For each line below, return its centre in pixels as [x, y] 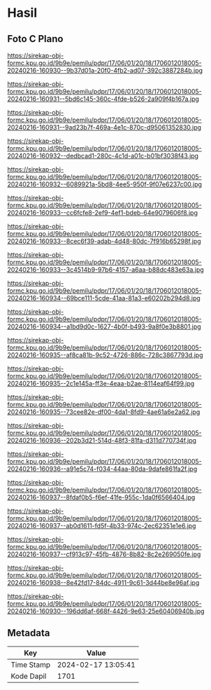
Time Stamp [31, 665]
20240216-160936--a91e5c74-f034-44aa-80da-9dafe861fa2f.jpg [102, 469]
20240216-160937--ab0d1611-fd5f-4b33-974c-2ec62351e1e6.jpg [102, 526]
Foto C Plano [35, 39]
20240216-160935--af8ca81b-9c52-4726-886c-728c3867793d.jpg [105, 355]
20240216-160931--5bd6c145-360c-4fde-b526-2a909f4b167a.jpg [103, 99]
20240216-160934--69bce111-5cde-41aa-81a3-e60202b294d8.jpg [104, 298]
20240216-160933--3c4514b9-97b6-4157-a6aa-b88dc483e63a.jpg [105, 270]
